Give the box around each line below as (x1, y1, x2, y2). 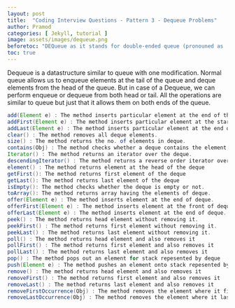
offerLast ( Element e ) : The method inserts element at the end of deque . (7, 209, 227, 216)
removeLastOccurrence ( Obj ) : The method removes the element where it (7, 294, 218, 301)
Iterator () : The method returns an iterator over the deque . (7, 151, 192, 158)
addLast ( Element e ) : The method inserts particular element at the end (7, 125, 224, 132)
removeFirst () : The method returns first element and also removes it (7, 274, 220, 281)
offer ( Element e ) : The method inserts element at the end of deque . (7, 197, 215, 204)
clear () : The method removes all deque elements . (7, 131, 158, 139)
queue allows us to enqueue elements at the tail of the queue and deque (7, 76, 216, 84)
